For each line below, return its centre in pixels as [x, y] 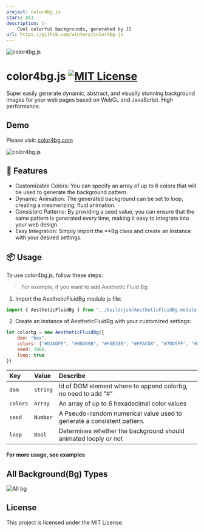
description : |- [27, 23]
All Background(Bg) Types [57, 474]
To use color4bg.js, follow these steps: [55, 275]
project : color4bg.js [34, 12]
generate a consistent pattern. [102, 421]
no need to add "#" [86, 393]
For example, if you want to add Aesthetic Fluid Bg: [85, 287]
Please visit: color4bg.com [39, 140]
